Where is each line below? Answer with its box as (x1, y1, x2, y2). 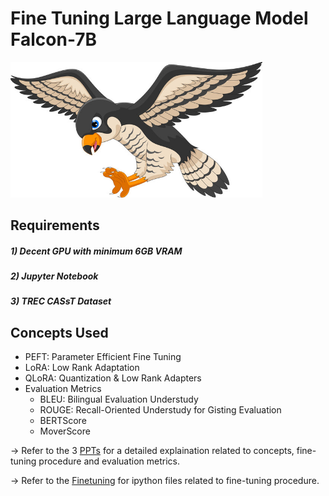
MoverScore (39, 425, 91, 437)
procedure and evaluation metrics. (38, 455, 180, 467)
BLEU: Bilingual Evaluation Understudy (39, 393, 199, 406)
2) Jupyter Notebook (10, 270, 99, 282)
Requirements (10, 217, 100, 234)
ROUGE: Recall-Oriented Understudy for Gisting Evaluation (39, 404, 282, 416)
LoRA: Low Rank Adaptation (24, 362, 140, 374)
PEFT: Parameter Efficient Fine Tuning (24, 351, 182, 363)
